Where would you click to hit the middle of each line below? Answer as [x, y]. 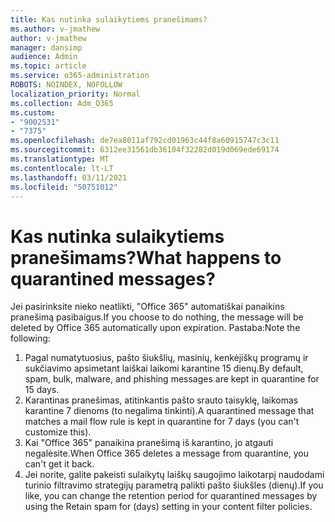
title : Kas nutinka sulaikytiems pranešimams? [109, 19]
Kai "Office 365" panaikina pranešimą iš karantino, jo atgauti [149, 443]
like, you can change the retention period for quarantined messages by [171, 496]
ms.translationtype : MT [60, 159]
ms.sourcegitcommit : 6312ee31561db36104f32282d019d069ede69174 [145, 150]
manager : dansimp [46, 47]
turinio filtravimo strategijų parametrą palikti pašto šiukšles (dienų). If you [174, 485]
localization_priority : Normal [75, 94]
